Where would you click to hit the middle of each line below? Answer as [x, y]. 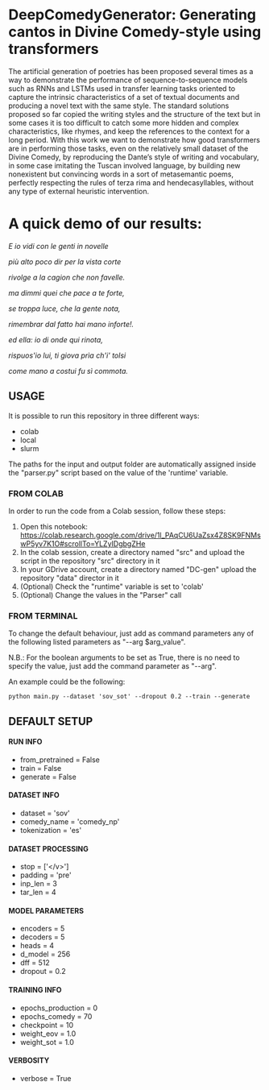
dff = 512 [35, 963]
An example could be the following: [67, 682]
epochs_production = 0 [59, 1008]
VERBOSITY [29, 1060]
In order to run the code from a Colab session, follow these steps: [117, 511]
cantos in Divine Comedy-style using [135, 32]
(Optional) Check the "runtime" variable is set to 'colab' [112, 586]
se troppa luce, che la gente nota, [64, 309]
